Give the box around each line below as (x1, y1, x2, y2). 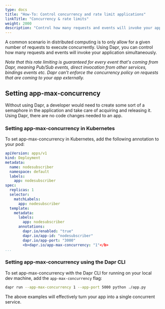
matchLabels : (14, 197, 41, 202)
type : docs (5, 7, 27, 12)
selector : (9, 192, 29, 197)
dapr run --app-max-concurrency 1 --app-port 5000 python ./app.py (5, 284, 146, 290)
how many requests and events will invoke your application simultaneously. (5, 50, 157, 56)
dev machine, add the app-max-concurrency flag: (5, 275, 102, 281)
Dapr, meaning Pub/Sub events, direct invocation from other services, (5, 65, 147, 70)
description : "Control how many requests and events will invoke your (5, 26, 153, 31)
